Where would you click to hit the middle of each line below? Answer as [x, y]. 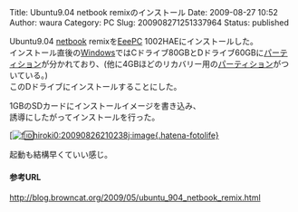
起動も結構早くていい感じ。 [61, 154]
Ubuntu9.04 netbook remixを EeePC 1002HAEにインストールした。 [134, 41]
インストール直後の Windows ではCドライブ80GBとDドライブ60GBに [137, 53]
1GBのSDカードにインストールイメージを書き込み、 [105, 106]
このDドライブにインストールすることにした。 [96, 87]
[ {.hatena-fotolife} [114, 135]
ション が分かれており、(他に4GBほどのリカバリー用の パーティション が [149, 64]
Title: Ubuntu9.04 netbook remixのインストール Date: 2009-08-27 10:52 [144, 12]
